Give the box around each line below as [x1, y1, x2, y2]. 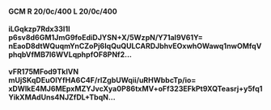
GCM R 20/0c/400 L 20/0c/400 [8, 6, 117, 16]
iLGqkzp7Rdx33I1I [8, 24, 70, 34]
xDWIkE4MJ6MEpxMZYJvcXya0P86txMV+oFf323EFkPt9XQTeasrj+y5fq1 [8, 84, 263, 94]
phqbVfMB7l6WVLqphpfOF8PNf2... [8, 50, 132, 59]
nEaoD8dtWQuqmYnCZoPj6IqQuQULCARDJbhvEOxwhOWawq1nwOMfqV [8, 41, 262, 51]
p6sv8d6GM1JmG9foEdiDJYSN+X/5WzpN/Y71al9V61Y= [8, 33, 204, 43]
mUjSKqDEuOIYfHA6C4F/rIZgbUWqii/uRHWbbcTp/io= [8, 75, 197, 85]
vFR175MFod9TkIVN [8, 67, 79, 76]
